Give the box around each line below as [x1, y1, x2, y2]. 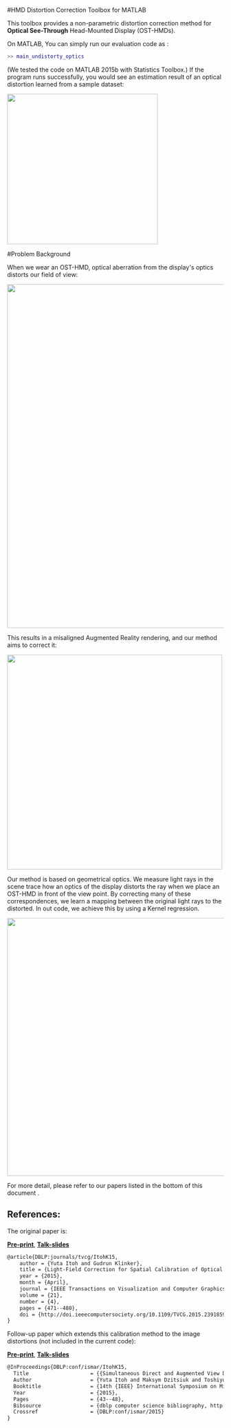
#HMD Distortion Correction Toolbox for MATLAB [7, 6, 146, 14]
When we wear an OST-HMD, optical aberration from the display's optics [7, 263, 214, 271]
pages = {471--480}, [19, 1304, 78, 1312]
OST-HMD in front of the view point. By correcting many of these [7, 890, 191, 898]
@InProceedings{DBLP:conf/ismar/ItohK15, [7, 1364, 128, 1371]
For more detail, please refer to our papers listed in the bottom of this [7, 1181, 203, 1189]
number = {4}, [19, 1298, 60, 1305]
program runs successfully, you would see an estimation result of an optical [7, 72, 222, 81]
